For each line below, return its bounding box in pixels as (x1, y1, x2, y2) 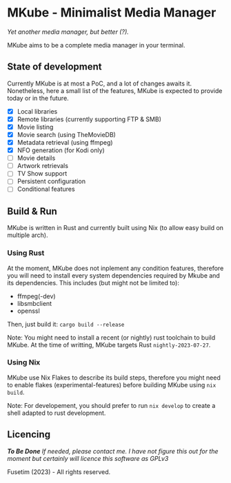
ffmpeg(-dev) (17, 291, 57, 300)
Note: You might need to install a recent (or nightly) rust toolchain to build (7, 333, 216, 342)
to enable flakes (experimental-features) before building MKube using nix (7, 380, 217, 389)
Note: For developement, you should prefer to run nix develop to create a (7, 401, 216, 409)
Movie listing (17, 123, 54, 131)
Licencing (7, 429, 50, 440)
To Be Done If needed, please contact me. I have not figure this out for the (7, 446, 219, 455)
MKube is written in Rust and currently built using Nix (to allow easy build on (7, 224, 224, 232)
